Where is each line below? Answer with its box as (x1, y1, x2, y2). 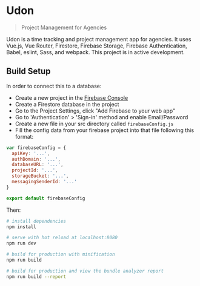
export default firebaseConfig (6, 195, 85, 201)
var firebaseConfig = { (6, 144, 67, 151)
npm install (6, 223, 36, 230)
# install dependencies (6, 218, 67, 224)
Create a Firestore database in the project (15, 100, 119, 108)
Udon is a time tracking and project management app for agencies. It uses (6, 35, 192, 43)
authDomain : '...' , (12, 156, 61, 162)
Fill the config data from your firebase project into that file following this (15, 126, 195, 134)
